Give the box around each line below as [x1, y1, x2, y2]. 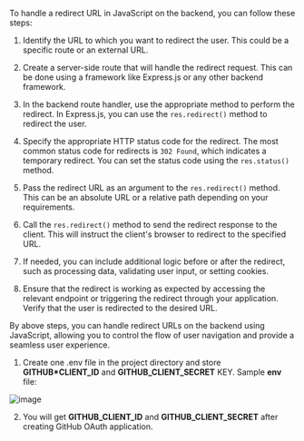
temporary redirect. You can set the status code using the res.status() [22, 155, 290, 166]
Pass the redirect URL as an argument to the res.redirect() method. [22, 182, 280, 193]
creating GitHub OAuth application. [22, 421, 153, 432]
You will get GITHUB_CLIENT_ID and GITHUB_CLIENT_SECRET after [22, 412, 279, 422]
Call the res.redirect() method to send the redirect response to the [22, 220, 278, 230]
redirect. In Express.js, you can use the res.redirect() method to [22, 109, 268, 119]
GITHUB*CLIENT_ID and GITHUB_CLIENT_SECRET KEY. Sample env [22, 367, 282, 377]
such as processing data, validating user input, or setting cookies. [22, 266, 270, 276]
